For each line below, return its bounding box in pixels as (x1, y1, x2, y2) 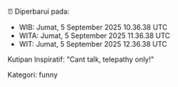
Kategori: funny (7, 70, 59, 79)
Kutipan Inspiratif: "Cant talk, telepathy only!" (7, 55, 155, 64)
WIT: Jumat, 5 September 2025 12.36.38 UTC (18, 40, 168, 48)
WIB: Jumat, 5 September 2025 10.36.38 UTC (18, 23, 168, 32)
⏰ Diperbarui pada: (7, 7, 70, 16)
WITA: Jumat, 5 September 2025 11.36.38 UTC (18, 31, 171, 40)
